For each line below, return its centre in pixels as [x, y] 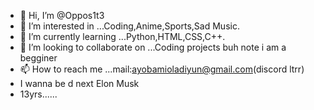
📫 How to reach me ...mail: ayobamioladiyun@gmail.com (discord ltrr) [162, 69]
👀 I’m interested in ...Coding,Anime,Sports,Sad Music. [129, 26]
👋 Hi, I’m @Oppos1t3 [62, 15]
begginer [38, 58]
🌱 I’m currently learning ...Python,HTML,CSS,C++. [122, 36]
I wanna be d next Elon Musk [79, 83]
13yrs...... [38, 94]
